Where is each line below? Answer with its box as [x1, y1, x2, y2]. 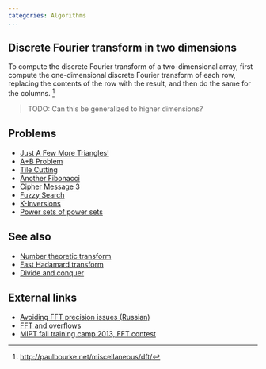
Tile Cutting [19, 164, 58, 175]
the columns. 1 [8, 87, 55, 98]
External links [8, 291, 78, 305]
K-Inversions [19, 198, 61, 208]
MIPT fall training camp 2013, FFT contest [19, 329, 157, 338]
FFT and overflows [19, 321, 82, 330]
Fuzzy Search [19, 190, 65, 199]
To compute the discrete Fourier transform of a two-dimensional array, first [8, 62, 253, 71]
